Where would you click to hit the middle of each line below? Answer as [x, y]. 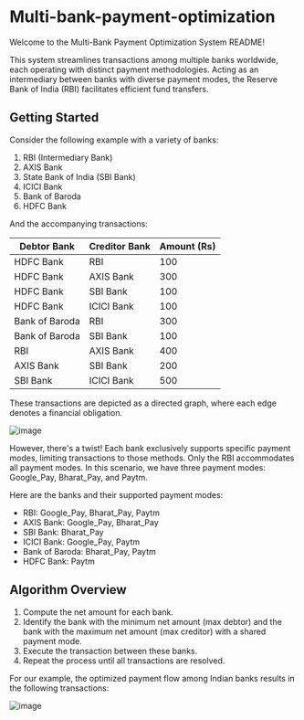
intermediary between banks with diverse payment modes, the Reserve [144, 79]
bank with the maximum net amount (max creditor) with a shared [144, 631]
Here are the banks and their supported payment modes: [116, 494]
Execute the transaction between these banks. [110, 651]
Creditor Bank [120, 246]
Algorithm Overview [68, 590]
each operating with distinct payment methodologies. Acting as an [134, 69]
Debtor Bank [47, 246]
